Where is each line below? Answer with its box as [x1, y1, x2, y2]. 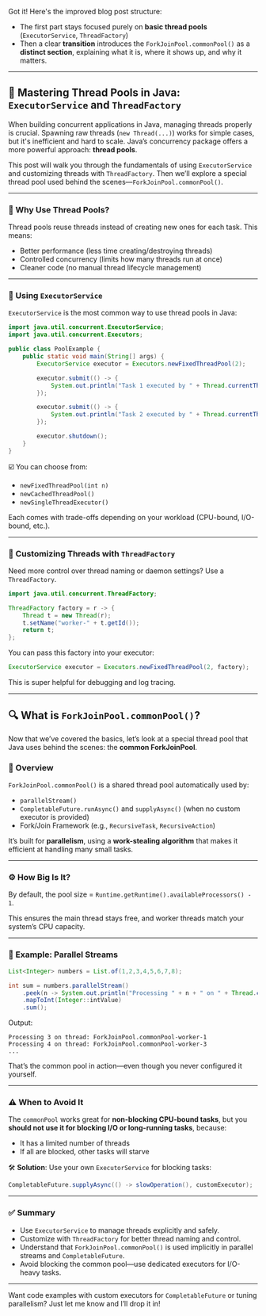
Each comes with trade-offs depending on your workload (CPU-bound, [8, 512, 240, 522]
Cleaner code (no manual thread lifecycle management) [19, 263, 202, 273]
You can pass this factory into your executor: [8, 648, 154, 657]
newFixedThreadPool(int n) [19, 481, 109, 490]
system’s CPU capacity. [8, 922, 85, 932]
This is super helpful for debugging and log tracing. [8, 678, 176, 687]
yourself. [8, 1069, 37, 1079]
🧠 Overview [8, 762, 54, 773]
